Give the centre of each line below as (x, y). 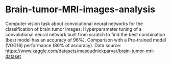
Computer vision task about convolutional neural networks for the (74, 24)
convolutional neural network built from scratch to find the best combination (85, 34)
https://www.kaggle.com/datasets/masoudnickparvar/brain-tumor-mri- (80, 51)
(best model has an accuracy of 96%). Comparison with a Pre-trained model (86, 40)
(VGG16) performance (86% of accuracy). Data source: (63, 45)
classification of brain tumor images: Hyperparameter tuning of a (74, 29)
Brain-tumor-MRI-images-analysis (80, 9)
